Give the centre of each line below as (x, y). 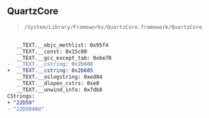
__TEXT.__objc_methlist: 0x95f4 (62, 45)
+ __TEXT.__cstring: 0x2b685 (50, 71)
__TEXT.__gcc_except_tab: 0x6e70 (64, 58)
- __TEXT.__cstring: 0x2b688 (50, 64)
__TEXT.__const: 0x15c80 (52, 51)
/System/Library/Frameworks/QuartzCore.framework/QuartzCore (113, 27)
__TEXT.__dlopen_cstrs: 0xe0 (58, 84)
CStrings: (21, 96)
